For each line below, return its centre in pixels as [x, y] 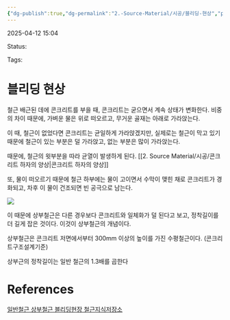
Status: [17, 46]
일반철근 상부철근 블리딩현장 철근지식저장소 [65, 309]
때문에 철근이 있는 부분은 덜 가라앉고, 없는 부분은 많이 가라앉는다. [94, 141]
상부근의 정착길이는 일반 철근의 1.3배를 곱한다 [68, 261]
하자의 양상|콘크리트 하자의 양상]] [64, 164]
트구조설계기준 [27, 247]
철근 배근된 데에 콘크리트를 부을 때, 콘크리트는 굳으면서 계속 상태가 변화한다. [108, 110]
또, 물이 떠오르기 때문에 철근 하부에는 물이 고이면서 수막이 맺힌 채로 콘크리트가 [111, 179]
